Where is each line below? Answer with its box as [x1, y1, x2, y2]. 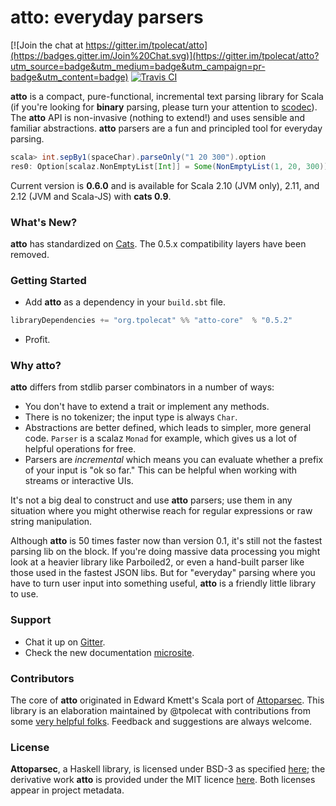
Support [10, 613, 52, 627]
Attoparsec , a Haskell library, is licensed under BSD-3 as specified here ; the [10, 763, 326, 775]
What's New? [10, 215, 78, 229]
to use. [10, 588, 39, 600]
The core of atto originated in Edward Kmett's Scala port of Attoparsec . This [10, 694, 325, 706]
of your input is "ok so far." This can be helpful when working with [24, 464, 298, 476]
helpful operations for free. [24, 443, 137, 455]
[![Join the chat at [10, 39, 84, 51]
